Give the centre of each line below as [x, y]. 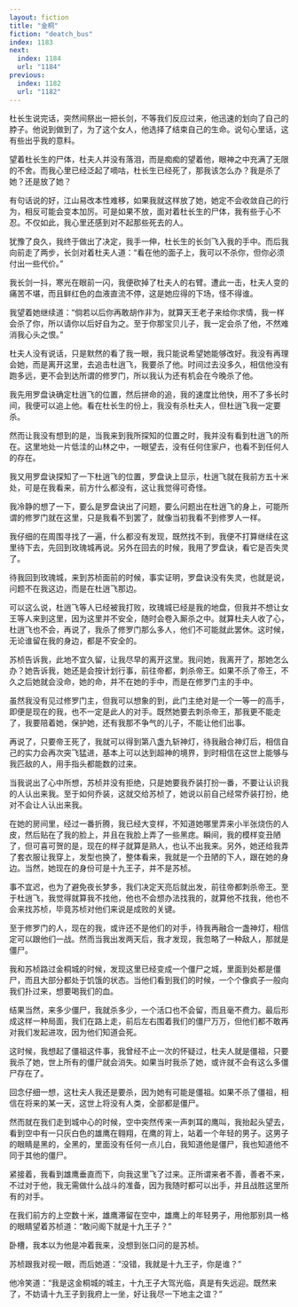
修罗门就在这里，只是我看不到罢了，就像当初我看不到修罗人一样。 [145, 517]
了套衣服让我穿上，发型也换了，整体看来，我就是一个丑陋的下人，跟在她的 [145, 856]
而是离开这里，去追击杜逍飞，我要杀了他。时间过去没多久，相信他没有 [161, 364]
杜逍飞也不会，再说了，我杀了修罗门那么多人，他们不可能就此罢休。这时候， [149, 629]
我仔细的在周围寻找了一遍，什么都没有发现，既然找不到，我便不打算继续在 [145, 536]
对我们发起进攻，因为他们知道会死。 [75, 1032]
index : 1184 [39, 59]
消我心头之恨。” [36, 335]
